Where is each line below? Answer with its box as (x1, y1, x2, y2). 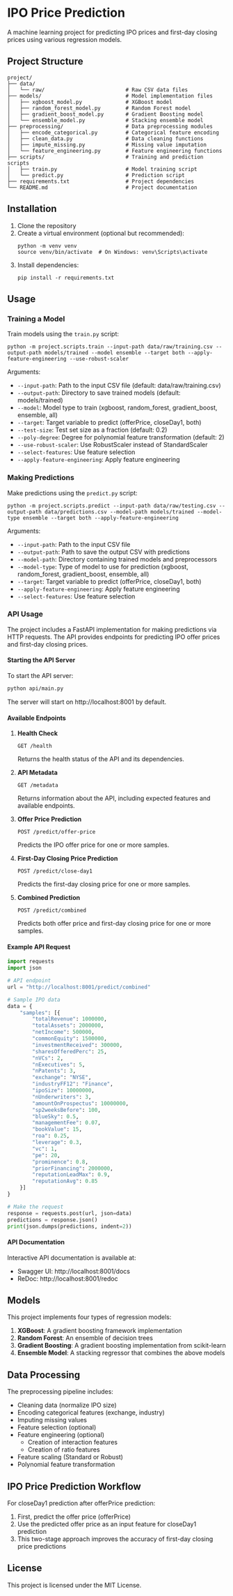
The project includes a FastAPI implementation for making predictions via (7, 625, 217, 633)
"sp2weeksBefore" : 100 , (32, 1106, 101, 1113)
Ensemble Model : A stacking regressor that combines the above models (17, 1348, 225, 1357)
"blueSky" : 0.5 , (32, 1113, 79, 1120)
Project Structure (7, 56, 83, 68)
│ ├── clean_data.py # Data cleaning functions (7, 135, 204, 142)
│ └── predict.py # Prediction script (7, 172, 186, 179)
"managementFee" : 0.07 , (32, 1120, 101, 1127)
